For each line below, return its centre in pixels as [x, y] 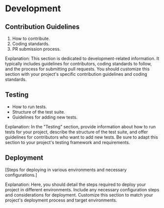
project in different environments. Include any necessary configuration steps [82, 189]
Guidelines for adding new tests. [45, 117]
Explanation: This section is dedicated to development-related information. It [82, 59]
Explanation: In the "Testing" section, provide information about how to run [80, 126]
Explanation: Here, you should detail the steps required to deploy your [75, 184]
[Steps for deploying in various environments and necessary [66, 170]
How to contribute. [31, 38]
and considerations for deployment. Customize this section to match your [79, 195]
